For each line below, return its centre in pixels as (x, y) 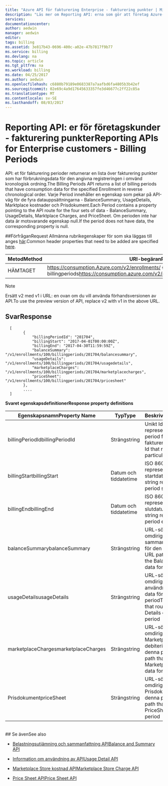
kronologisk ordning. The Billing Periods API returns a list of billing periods (81, 184)
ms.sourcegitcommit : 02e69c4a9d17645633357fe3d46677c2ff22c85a (72, 89)
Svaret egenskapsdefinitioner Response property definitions (69, 403)
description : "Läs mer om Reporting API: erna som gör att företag (77, 14)
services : (15, 19)
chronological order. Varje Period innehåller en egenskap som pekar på (78, 194)
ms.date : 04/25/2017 (27, 75)
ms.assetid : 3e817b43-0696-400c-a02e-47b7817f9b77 (59, 47)
